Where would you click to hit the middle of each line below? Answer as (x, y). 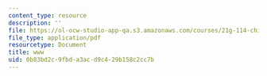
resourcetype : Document (48, 45)
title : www (26, 52)
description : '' (35, 23)
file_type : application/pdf (55, 38)
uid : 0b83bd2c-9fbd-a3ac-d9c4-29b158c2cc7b (81, 60)
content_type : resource (48, 15)
